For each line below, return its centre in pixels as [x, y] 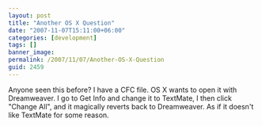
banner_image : [32, 52]
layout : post [30, 15]
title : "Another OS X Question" [61, 23]
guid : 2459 [26, 67]
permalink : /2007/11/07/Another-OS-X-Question [86, 60]
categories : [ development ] [53, 38]
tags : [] [23, 45]
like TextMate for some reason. [59, 115]
